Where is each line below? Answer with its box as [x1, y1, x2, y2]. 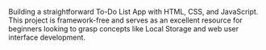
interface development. [8, 32, 86, 42]
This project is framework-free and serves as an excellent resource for [8, 15, 243, 25]
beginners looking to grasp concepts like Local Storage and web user [8, 24, 239, 33]
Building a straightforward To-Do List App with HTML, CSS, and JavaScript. [8, 7, 259, 16]
